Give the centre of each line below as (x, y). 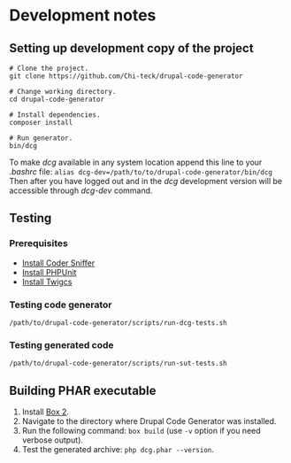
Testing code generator (61, 305)
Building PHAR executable (83, 390)
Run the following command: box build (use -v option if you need (141, 431)
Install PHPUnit (49, 272)
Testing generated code (61, 344)
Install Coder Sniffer (58, 263)
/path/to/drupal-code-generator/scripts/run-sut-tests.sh (118, 364)
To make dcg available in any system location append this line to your (136, 162)
